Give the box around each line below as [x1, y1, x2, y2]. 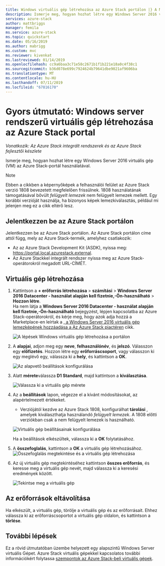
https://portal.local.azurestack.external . [12, 250, 93, 256]
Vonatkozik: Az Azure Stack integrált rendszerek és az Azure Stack [5, 143, 141, 149]
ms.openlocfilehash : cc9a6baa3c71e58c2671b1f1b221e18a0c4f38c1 [5, 62, 138, 67]
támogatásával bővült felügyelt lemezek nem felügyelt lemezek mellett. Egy [5, 192, 157, 198]
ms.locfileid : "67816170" [5, 84, 58, 90]
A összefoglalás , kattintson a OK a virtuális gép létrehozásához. [12, 445, 143, 452]
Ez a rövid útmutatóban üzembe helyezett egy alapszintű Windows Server [5, 545, 155, 551]
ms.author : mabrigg [5, 44, 46, 49]
